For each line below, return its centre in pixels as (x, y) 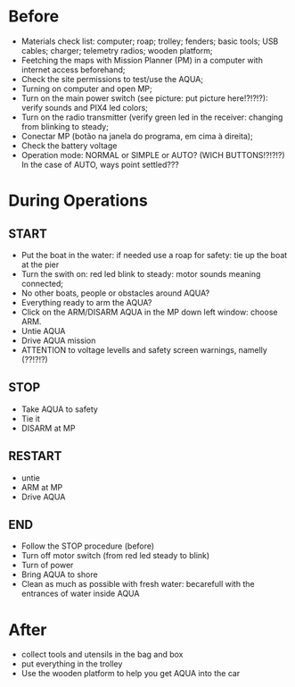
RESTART (35, 456)
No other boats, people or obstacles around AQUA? (115, 293)
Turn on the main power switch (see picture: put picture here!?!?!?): (144, 98)
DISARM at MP (48, 428)
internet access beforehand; (73, 70)
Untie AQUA (43, 331)
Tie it (31, 418)
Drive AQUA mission (58, 340)
